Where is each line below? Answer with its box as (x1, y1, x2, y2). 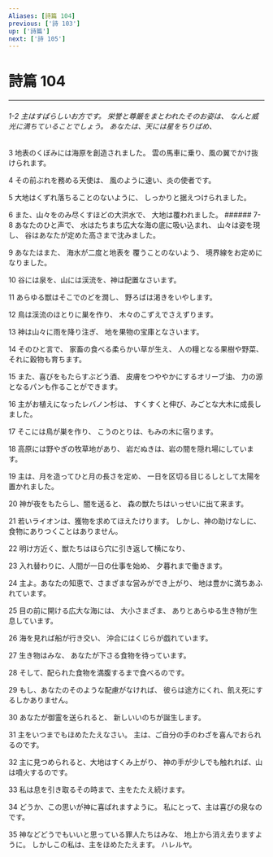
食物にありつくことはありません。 (8, 527, 123, 536)
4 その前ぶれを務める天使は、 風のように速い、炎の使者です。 (8, 176, 216, 186)
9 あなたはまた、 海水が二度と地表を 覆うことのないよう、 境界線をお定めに (8, 247, 263, 257)
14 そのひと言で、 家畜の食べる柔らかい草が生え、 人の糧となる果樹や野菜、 (8, 344, 264, 354)
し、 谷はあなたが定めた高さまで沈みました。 (8, 230, 160, 240)
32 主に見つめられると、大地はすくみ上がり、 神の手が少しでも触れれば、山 (8, 758, 263, 767)
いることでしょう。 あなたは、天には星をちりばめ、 (43, 121, 217, 131)
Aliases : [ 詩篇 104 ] (8, 11, 76, 20)
